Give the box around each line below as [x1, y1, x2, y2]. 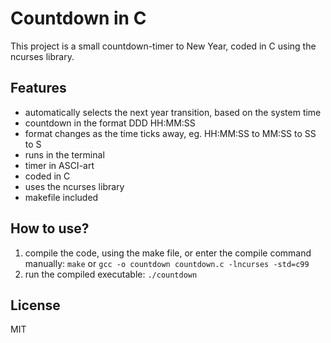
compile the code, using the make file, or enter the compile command [24, 247, 312, 259]
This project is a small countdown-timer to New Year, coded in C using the [10, 40, 317, 52]
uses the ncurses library [24, 180, 125, 192]
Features [10, 80, 67, 97]
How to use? [10, 220, 90, 237]
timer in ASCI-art [24, 159, 95, 171]
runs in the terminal [24, 148, 105, 161]
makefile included [24, 191, 99, 203]
